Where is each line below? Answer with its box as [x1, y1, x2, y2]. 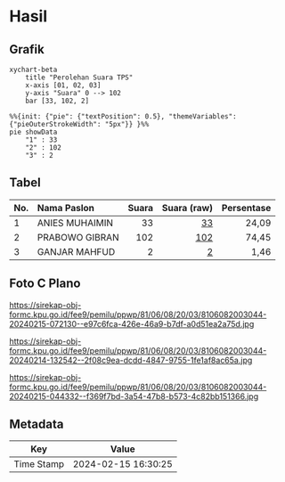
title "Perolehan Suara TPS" [25, 73, 134, 82]
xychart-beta [9, 65, 58, 74]
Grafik [9, 42, 45, 57]
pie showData [9, 127, 58, 136]
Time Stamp [13, 458, 65, 470]
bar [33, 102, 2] [25, 96, 90, 105]
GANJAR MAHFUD [37, 245, 116, 257]
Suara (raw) [161, 201, 214, 214]
